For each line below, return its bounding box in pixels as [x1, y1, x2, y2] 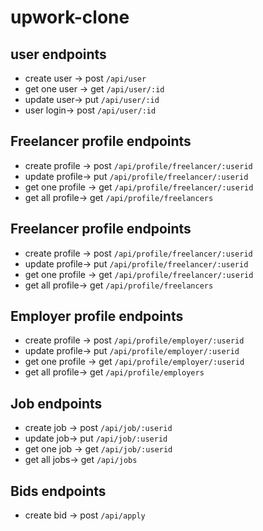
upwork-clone [10, 6, 130, 29]
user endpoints [10, 46, 107, 63]
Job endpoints [10, 395, 103, 412]
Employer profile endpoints [10, 308, 184, 325]
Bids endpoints [10, 482, 107, 500]
